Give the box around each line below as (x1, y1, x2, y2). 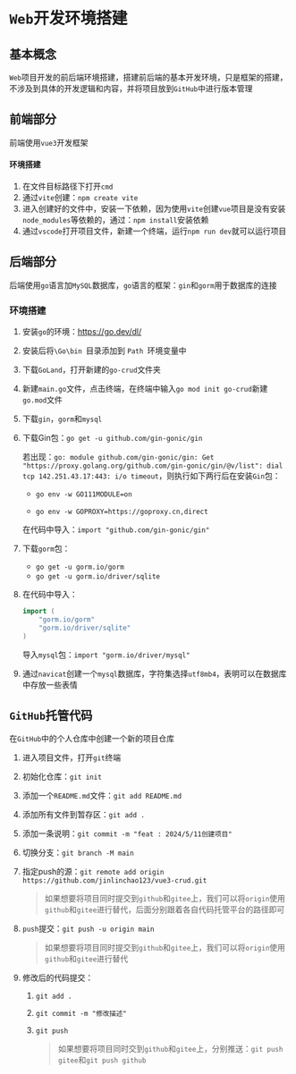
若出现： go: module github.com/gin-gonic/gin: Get (21, 452, 215, 462)
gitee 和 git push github (57, 1054, 147, 1065)
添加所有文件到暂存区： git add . (21, 809, 146, 820)
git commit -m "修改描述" (35, 1010, 127, 1019)
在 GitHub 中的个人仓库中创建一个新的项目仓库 (9, 733, 174, 744)
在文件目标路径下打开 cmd (21, 181, 114, 192)
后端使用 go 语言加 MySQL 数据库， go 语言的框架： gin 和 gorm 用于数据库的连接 (9, 279, 277, 291)
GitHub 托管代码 (9, 708, 93, 723)
